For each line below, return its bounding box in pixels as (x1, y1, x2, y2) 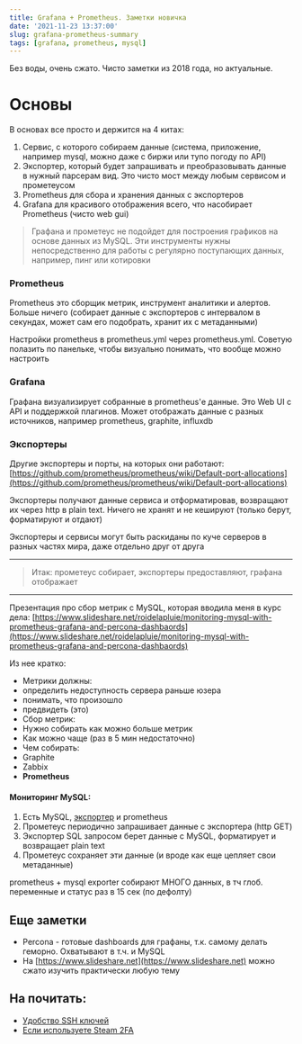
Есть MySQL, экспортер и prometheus (22, 812, 168, 823)
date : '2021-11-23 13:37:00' (9, 22, 119, 31)
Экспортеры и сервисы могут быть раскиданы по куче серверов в (9, 532, 267, 543)
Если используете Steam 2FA (22, 1024, 135, 1035)
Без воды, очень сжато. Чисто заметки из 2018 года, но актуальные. (9, 63, 273, 74)
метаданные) (22, 859, 74, 870)
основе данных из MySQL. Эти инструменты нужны (31, 236, 231, 247)
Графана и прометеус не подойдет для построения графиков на (31, 226, 279, 237)
